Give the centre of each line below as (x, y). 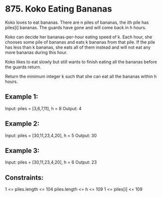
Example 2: (22, 124)
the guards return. (23, 67)
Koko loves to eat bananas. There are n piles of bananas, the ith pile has (77, 22)
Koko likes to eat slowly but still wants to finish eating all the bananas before (81, 62)
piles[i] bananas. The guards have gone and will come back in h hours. (76, 27)
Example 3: (22, 151)
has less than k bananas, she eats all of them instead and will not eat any (78, 47)
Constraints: (24, 177)
